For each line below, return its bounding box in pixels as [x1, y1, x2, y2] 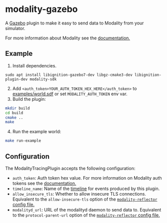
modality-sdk [29, 76, 57, 82]
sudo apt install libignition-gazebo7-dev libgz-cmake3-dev [5, 72, 133, 77]
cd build [5, 110, 23, 115]
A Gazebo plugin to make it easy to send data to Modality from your [5, 20, 144, 26]
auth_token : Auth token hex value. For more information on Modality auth [12, 175, 162, 181]
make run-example [5, 138, 41, 143]
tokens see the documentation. [12, 180, 76, 186]
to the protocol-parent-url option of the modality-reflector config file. [12, 212, 161, 218]
